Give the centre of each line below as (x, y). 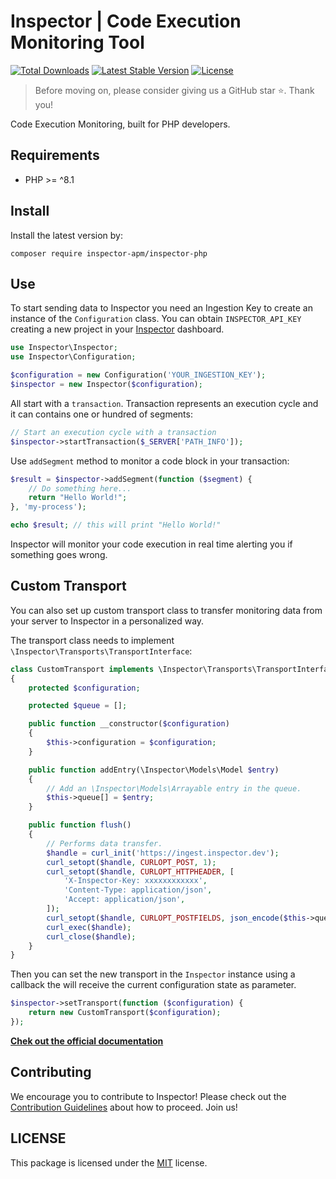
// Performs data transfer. (104, 843)
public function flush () (80, 825)
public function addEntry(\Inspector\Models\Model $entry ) (154, 770)
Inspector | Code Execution (126, 21)
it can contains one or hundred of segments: (101, 414)
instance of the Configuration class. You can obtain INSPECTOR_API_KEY (156, 319)
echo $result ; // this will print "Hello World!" (116, 525)
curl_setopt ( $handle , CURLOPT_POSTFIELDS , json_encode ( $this (176, 918)
